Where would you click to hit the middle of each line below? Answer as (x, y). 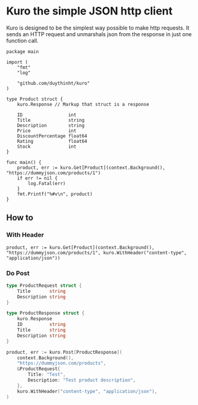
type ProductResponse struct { (45, 313)
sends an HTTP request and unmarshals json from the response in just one (99, 34)
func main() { (24, 162)
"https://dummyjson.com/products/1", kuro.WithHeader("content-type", (97, 253)
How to (20, 218)
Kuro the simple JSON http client (89, 11)
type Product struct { (35, 99)
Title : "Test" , (47, 375)
